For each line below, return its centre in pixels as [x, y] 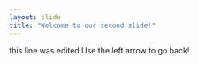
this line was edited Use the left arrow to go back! [99, 50]
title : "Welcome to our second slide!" [83, 25]
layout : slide [35, 17]
